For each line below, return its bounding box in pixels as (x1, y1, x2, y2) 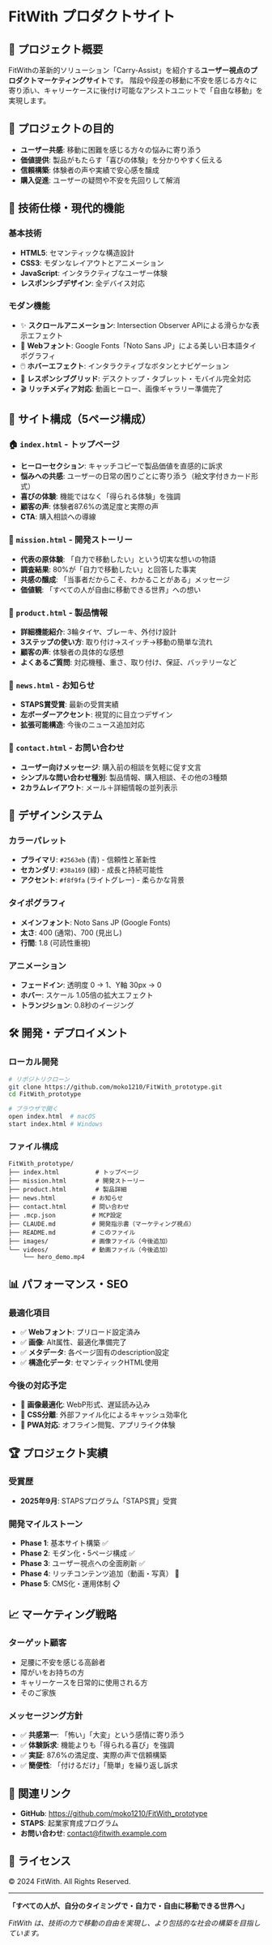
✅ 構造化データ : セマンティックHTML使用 (19, 1357, 159, 1367)
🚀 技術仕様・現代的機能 (8, 201, 125, 215)
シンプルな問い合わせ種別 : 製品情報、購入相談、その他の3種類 (19, 772, 228, 782)
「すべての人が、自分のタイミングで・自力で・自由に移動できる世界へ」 (8, 1900, 249, 1910)
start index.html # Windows (8, 1120, 104, 1128)
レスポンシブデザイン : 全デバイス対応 (19, 278, 146, 288)
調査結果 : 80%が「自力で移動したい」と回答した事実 (19, 564, 197, 574)
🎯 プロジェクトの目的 (8, 122, 114, 136)
